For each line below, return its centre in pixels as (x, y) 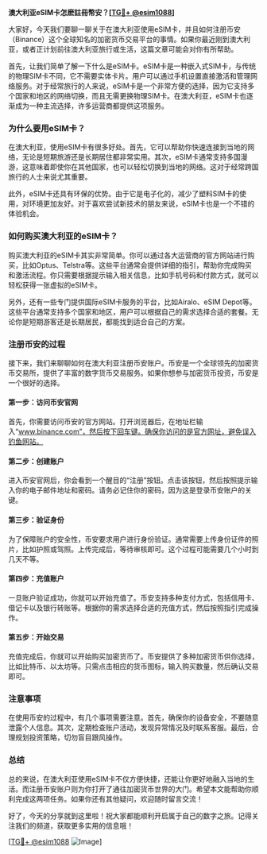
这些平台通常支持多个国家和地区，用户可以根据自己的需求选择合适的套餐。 (130, 311)
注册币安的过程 (37, 344)
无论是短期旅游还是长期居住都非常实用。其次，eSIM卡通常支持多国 (131, 157)
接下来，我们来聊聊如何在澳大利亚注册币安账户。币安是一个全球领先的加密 (130, 363)
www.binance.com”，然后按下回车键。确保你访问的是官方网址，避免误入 (137, 431)
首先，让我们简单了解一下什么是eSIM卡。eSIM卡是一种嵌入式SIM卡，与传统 (132, 66)
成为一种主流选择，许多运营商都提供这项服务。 (91, 106)
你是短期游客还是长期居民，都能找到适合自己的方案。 (102, 322)
